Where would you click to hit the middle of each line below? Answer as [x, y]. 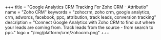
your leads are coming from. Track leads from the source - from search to [79, 27]
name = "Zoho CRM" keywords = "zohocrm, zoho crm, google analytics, [78, 12]
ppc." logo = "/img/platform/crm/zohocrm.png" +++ [57, 33]
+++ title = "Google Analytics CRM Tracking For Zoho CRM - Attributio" [77, 7]
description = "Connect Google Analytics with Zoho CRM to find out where [80, 22]
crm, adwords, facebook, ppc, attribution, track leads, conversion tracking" [80, 17]
